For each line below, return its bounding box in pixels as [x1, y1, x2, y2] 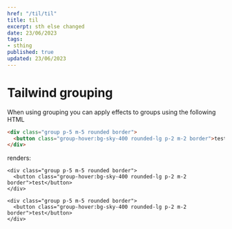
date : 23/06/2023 [7, 29, 57, 37]
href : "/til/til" [7, 10, 57, 17]
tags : [7, 36, 23, 43]
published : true [7, 49, 54, 56]
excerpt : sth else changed [7, 23, 85, 30]
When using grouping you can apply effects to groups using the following [7, 108, 216, 116]
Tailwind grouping [7, 84, 113, 100]
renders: [7, 154, 31, 163]
